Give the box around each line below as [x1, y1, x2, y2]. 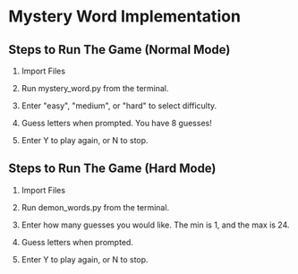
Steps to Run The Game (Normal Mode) [8, 42, 231, 57]
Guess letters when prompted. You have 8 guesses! [21, 118, 212, 128]
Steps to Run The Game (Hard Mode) [8, 161, 217, 176]
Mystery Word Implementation [8, 6, 241, 27]
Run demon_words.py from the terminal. [21, 201, 170, 212]
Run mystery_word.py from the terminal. [21, 83, 169, 93]
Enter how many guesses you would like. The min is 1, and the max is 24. [21, 219, 290, 230]
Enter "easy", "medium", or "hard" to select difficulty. [21, 100, 217, 111]
